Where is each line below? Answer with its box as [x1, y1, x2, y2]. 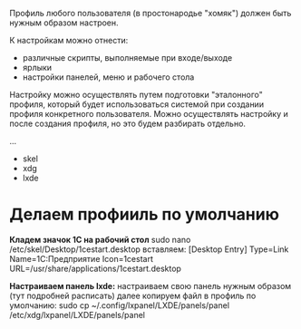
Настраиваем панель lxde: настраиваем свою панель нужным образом [9, 280, 292, 291]
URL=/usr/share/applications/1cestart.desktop [9, 263, 181, 274]
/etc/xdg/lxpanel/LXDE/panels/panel [9, 309, 145, 320]
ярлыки [22, 63, 53, 73]
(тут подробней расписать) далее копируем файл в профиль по [9, 290, 257, 301]
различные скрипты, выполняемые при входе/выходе [22, 53, 233, 63]
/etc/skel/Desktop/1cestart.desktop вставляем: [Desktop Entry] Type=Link [9, 244, 289, 255]
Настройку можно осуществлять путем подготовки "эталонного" [9, 90, 263, 100]
